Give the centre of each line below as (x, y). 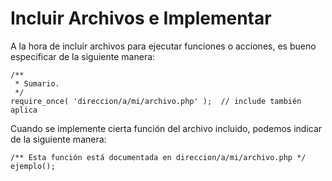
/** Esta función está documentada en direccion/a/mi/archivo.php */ (158, 157)
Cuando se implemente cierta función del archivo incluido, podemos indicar (166, 128)
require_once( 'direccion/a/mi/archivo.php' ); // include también (156, 101)
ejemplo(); (33, 166)
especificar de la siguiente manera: (83, 56)
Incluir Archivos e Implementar (141, 18)
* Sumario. (37, 83)
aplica (24, 110)
